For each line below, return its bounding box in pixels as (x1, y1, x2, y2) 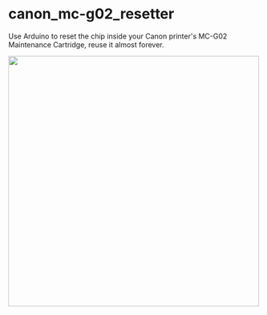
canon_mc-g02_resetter (8, 5, 175, 23)
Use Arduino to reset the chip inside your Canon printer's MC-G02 (8, 31, 228, 41)
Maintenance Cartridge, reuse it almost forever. (8, 39, 164, 49)
